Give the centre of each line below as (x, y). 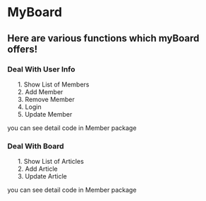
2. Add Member (40, 91)
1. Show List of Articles (51, 162)
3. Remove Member (46, 99)
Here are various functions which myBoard (103, 38)
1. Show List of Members (53, 84)
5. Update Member (45, 114)
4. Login (29, 107)
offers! (23, 49)
